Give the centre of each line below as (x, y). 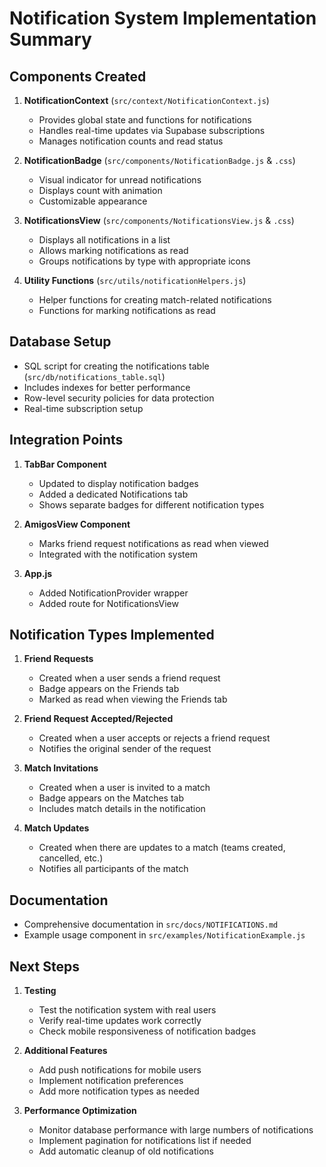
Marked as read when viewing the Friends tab (133, 699)
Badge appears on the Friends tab (109, 689)
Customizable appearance (93, 201)
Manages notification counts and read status (131, 141)
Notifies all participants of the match (113, 869)
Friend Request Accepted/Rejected (98, 719)
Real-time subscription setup (83, 408)
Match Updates (56, 828)
